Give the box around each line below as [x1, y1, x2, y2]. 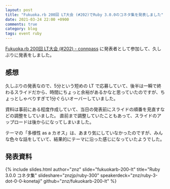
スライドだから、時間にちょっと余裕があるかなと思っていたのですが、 [14, 89, 161, 95]
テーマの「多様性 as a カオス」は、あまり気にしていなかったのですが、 [5, 130, 154, 136]
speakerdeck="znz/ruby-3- [100, 172, 158, 178]
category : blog [5, 26, 38, 31]
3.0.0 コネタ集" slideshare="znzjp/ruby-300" [5, 172, 99, 178]
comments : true [5, 21, 38, 27]
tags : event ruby [5, 31, 42, 36]
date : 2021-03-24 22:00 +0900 [5, 17, 70, 22]
